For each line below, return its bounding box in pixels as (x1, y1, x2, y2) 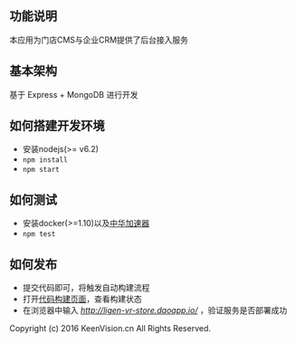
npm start (22, 166, 61, 175)
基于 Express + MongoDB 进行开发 (9, 89, 138, 100)
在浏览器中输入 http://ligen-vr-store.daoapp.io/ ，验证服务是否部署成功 (22, 305, 288, 316)
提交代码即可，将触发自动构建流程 (22, 282, 150, 293)
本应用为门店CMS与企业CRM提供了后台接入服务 (9, 34, 188, 45)
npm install (22, 156, 68, 165)
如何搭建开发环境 (9, 119, 105, 134)
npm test (22, 230, 56, 239)
